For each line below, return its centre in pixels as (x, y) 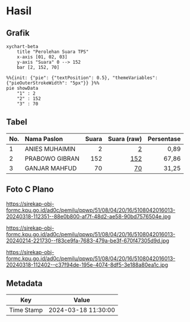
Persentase (164, 139)
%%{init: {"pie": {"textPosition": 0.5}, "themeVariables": (82, 78)
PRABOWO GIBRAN (52, 158)
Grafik (18, 33)
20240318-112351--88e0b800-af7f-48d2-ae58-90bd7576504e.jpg (88, 216)
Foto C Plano (30, 190)
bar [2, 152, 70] (38, 67)
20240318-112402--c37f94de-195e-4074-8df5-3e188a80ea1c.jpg (87, 265)
